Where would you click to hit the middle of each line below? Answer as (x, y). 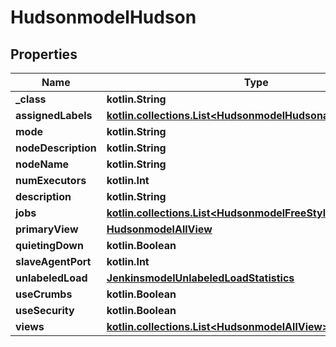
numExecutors (51, 180)
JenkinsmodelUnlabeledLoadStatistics (200, 278)
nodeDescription (56, 148)
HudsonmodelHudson (103, 17)
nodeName (42, 164)
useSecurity (45, 310)
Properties (44, 54)
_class (31, 99)
